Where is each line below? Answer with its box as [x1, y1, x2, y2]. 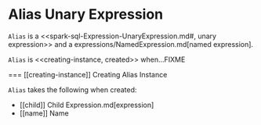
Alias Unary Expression [8, 5, 164, 23]
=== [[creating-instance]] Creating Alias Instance [8, 70, 168, 79]
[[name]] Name [19, 108, 69, 118]
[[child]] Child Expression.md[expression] [19, 100, 154, 109]
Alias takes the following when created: [8, 84, 137, 95]
